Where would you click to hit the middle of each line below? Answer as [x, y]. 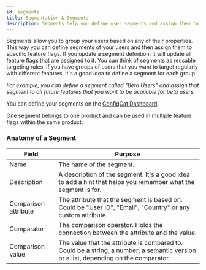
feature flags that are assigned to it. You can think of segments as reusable [101, 60]
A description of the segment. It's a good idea [124, 174]
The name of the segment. [97, 164]
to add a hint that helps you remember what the [127, 182]
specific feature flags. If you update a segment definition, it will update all [99, 54]
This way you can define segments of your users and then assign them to [99, 47]
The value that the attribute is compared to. [120, 242]
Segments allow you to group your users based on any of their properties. [100, 41]
